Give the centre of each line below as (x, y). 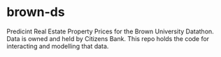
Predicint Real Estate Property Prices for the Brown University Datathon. (110, 31)
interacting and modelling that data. (58, 46)
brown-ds (36, 12)
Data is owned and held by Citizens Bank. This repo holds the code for (108, 38)
